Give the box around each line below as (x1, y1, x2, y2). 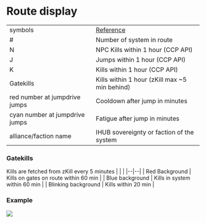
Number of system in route (96, 35, 173, 44)
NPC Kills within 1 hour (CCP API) (96, 45, 193, 54)
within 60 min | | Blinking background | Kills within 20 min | (6, 181, 154, 188)
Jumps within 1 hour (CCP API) (96, 55, 186, 64)
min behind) (96, 82, 131, 91)
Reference (96, 26, 126, 34)
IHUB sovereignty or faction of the (96, 128, 194, 136)
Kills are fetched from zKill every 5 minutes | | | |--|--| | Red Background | (6, 168, 191, 175)
